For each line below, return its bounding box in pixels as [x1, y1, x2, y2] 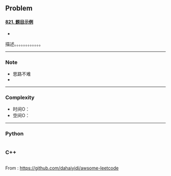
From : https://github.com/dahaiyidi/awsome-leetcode [5, 165, 119, 171]
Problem [5, 4, 33, 13]
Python [5, 130, 24, 137]
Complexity [5, 94, 35, 101]
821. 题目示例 [5, 19, 34, 25]
